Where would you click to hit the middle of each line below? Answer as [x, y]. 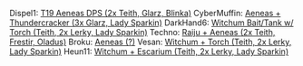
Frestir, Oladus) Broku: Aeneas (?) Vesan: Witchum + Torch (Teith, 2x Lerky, [151, 42]
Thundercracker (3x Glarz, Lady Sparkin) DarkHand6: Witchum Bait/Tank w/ [151, 23]
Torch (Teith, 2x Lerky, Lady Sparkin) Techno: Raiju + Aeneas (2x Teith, [142, 32]
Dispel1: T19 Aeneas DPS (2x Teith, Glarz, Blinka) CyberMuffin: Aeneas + [145, 13]
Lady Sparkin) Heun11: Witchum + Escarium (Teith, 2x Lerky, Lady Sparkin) [149, 52]
